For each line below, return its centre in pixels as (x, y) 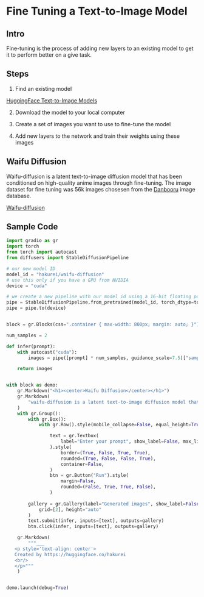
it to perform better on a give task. (49, 55)
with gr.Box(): (47, 419)
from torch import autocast (42, 252)
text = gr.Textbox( (74, 436)
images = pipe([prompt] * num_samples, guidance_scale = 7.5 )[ (107, 358)
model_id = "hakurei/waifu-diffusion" (55, 274)
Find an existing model (43, 88)
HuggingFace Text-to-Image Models (52, 100)
